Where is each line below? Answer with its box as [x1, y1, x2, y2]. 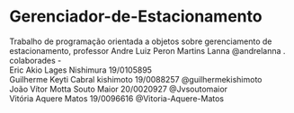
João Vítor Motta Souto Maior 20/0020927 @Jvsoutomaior [9, 83, 227, 94]
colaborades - [9, 55, 62, 65]
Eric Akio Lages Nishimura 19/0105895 [9, 65, 153, 75]
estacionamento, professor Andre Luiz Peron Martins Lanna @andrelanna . [9, 45, 286, 56]
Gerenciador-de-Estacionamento [9, 6, 263, 27]
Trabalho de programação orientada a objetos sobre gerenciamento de [9, 36, 272, 47]
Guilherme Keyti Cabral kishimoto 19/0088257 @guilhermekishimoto [9, 74, 263, 84]
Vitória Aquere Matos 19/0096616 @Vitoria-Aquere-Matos [9, 92, 225, 104]
